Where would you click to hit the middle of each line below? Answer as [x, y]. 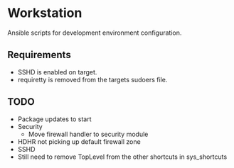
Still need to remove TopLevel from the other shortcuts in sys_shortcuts [122, 157]
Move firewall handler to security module [88, 134]
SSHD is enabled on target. [57, 72]
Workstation [45, 13]
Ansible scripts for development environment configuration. [95, 33]
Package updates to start [54, 119]
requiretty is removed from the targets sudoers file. [92, 79]
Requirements [39, 55]
